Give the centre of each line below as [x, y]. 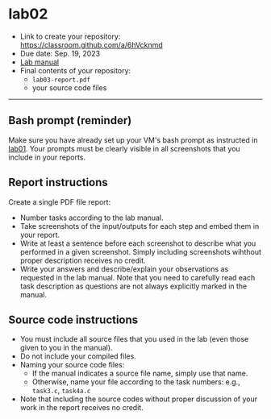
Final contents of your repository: [75, 70]
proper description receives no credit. [83, 260]
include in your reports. [47, 157]
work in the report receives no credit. [81, 408]
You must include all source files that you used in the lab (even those [134, 339]
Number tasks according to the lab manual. [92, 218]
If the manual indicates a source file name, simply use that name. [140, 373]
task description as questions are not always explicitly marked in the [133, 286]
